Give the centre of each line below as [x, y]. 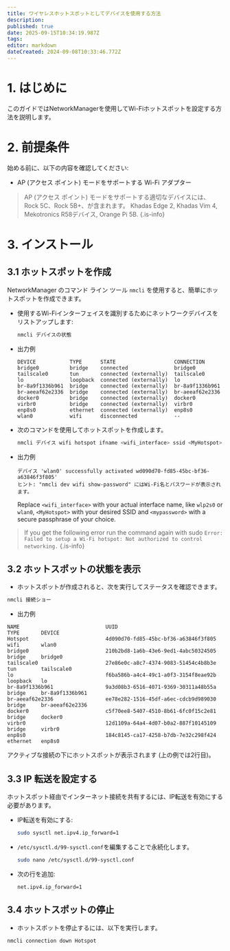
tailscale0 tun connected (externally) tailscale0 [111, 374]
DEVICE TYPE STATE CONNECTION [111, 362]
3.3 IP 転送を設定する [52, 779]
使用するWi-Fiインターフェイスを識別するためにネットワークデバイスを [117, 313]
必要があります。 [31, 805]
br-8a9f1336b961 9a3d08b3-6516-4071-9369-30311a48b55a [112, 687]
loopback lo [27, 681]
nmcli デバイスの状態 [44, 334]
